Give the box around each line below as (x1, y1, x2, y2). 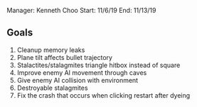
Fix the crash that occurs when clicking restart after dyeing (16, 91, 191, 99)
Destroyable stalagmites (16, 83, 88, 92)
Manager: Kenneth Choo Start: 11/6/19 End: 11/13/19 (6, 6, 156, 14)
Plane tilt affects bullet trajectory (16, 53, 113, 61)
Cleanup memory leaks (16, 46, 85, 54)
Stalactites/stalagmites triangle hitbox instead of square (16, 61, 181, 69)
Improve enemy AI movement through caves (16, 68, 147, 77)
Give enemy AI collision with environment (16, 76, 139, 84)
